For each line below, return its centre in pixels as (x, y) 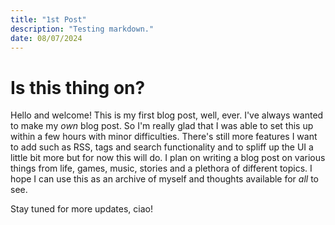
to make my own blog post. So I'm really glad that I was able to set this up (162, 126)
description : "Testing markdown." (82, 29)
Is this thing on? (78, 87)
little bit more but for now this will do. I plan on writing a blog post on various (168, 158)
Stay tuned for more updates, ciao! (81, 209)
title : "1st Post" (48, 19)
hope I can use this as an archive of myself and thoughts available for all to (164, 179)
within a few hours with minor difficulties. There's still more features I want (164, 137)
